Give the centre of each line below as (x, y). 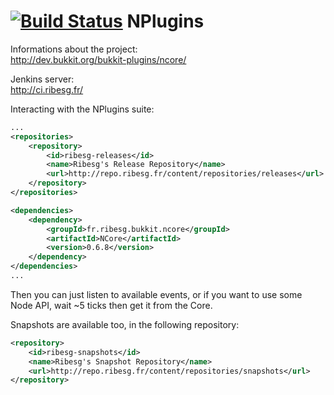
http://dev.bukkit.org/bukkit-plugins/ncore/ (98, 59)
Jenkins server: (42, 79)
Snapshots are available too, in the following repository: (125, 324)
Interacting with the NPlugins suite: (82, 109)
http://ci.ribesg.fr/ (47, 89)
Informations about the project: (74, 49)
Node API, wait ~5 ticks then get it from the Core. (111, 305)
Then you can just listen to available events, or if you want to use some (156, 294)
